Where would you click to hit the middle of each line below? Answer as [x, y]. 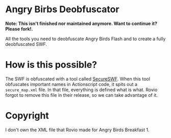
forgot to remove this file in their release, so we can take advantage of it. [82, 95]
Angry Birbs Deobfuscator [62, 9]
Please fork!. [19, 29]
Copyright [27, 116]
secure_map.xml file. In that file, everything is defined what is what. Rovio [81, 90]
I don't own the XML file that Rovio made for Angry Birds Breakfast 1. [77, 130]
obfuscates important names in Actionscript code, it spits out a [71, 84]
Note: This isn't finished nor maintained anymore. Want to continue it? [81, 23]
